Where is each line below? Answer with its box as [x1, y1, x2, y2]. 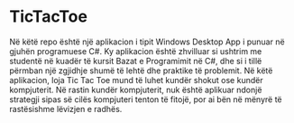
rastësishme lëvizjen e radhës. [9, 103, 123, 114]
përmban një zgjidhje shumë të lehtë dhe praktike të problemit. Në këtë [9, 65, 273, 76]
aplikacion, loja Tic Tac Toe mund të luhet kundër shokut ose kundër [9, 74, 263, 85]
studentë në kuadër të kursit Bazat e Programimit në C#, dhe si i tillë [9, 55, 262, 66]
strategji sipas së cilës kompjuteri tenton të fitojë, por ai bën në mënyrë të [9, 93, 282, 105]
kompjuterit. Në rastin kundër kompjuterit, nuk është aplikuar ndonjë [9, 84, 262, 95]
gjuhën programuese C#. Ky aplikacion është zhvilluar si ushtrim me [9, 45, 262, 56]
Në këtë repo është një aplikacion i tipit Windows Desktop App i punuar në [9, 36, 286, 47]
